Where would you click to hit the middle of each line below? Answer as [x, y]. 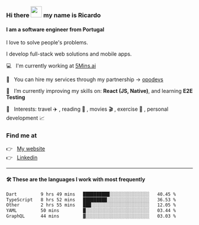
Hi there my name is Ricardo [54, 15]
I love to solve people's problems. [47, 43]
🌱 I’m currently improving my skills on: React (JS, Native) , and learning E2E [99, 91]
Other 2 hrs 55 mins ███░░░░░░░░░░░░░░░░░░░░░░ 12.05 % [91, 205]
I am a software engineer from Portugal [55, 29]
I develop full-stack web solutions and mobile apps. [69, 54]
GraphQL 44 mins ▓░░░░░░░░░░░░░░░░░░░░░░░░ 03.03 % [91, 216]
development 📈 [25, 118]
